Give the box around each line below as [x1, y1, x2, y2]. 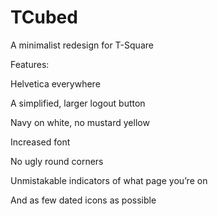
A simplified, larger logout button [10, 97, 146, 109]
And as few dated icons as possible [10, 194, 157, 206]
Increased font [10, 136, 71, 148]
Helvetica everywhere [10, 77, 101, 90]
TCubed [10, 6, 78, 29]
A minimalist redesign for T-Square [10, 39, 154, 51]
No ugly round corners [10, 155, 104, 167]
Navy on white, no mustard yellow [10, 116, 150, 128]
